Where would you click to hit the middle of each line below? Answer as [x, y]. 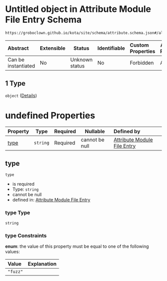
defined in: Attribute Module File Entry [51, 200]
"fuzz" [15, 271]
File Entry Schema [43, 20]
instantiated [21, 66]
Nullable [95, 131]
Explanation [42, 264]
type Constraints [26, 235]
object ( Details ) [21, 95]
